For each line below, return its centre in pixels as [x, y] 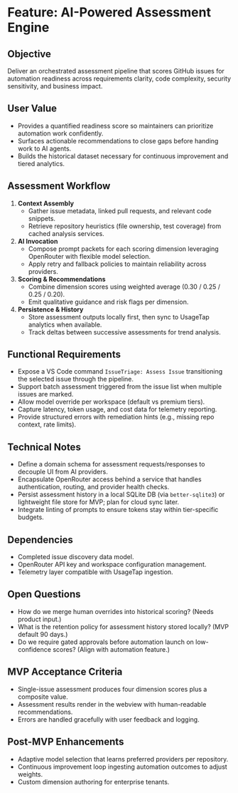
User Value [32, 109]
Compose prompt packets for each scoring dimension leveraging [123, 249]
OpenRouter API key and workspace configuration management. [112, 565]
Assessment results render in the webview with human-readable [112, 704]
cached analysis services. [66, 233]
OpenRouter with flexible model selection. [90, 256]
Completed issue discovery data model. [76, 557]
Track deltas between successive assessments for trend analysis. [125, 332]
